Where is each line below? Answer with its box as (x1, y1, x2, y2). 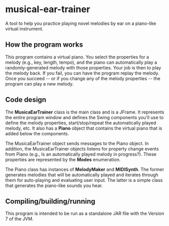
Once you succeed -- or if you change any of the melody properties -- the (5, 75, 161, 82)
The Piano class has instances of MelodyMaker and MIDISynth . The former (5, 166, 164, 172)
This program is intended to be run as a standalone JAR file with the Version (5, 210, 164, 216)
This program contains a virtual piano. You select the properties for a (5, 54, 149, 60)
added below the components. (5, 130, 70, 136)
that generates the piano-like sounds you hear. (5, 182, 103, 189)
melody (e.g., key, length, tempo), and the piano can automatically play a (5, 59, 157, 65)
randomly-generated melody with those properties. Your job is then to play (5, 64, 161, 70)
